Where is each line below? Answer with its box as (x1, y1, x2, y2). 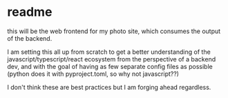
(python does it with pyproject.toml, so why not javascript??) (7, 70, 180, 78)
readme (7, 4, 53, 20)
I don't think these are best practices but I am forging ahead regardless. (7, 83, 211, 91)
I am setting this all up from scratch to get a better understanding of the (7, 48, 211, 56)
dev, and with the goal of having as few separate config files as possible (7, 62, 213, 70)
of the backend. (7, 34, 53, 42)
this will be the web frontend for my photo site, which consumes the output (7, 27, 221, 35)
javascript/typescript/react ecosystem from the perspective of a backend (7, 55, 216, 63)
